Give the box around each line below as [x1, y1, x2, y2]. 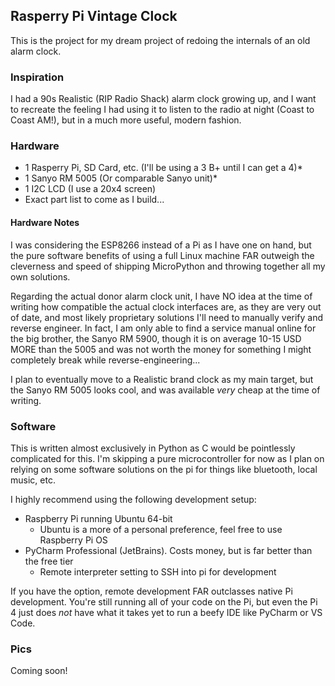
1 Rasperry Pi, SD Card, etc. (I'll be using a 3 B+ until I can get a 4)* [24, 162, 303, 174]
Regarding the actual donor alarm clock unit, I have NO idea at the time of [10, 290, 313, 302]
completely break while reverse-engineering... [10, 354, 201, 366]
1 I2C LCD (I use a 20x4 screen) [24, 183, 157, 195]
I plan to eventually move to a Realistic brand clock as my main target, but [10, 373, 314, 385]
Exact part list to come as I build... [24, 194, 165, 206]
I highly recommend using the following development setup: [10, 493, 257, 505]
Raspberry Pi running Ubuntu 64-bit [24, 512, 173, 524]
